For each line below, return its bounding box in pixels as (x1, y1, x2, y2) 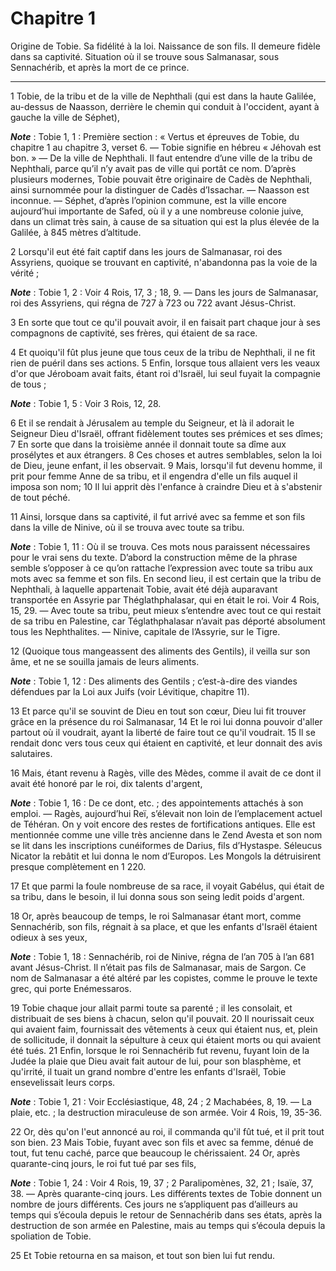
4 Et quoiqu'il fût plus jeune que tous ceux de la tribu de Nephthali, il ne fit (10, 346, 316, 358)
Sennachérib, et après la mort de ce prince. (10, 61, 190, 73)
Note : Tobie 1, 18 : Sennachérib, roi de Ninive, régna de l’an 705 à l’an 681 (10, 950, 315, 962)
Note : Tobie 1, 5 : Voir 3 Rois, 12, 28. (10, 397, 162, 409)
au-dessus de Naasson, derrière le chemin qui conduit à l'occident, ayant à (10, 100, 320, 112)
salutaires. (10, 747, 53, 759)
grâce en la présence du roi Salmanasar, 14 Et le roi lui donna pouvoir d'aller (10, 715, 323, 727)
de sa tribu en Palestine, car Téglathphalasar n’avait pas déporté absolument (10, 615, 326, 627)
